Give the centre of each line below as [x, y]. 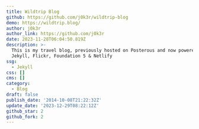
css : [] [16, 73]
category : [18, 84]
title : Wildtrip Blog [33, 12]
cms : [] [16, 78]
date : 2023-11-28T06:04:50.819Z [46, 39]
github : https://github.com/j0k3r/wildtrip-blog [67, 17]
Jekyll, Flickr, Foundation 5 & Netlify [62, 56]
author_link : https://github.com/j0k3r [55, 34]
